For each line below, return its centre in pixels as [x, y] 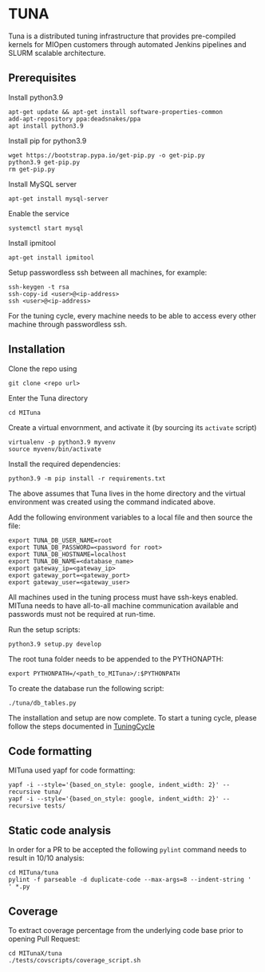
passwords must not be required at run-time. [82, 614]
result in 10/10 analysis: [47, 858]
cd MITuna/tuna [34, 873]
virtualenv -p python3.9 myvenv [62, 442]
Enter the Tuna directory [48, 398]
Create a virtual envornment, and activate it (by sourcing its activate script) [132, 427]
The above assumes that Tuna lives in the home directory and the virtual [127, 493]
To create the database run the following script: [86, 688]
